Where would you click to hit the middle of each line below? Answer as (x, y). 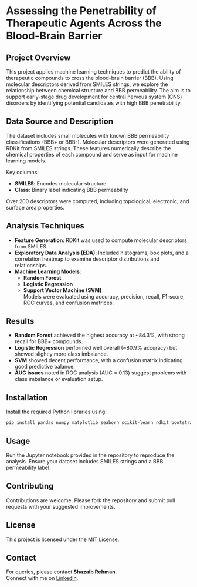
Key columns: (23, 172)
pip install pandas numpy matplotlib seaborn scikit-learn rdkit (87, 423)
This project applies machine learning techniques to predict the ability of (94, 72)
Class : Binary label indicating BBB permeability (71, 190)
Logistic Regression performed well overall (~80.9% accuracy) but (96, 348)
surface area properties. (35, 207)
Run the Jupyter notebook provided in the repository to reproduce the (90, 455)
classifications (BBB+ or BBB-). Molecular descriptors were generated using (98, 142)
